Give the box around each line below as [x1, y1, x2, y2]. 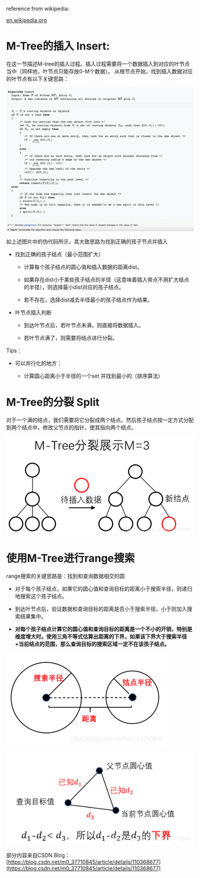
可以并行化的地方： [14, 360, 62, 367]
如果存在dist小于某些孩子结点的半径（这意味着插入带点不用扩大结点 [23, 276, 189, 283]
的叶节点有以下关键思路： [6, 75, 69, 82]
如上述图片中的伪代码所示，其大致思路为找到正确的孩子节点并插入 [6, 238, 168, 245]
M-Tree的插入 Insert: [6, 39, 110, 53]
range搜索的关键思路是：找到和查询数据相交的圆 [6, 572, 125, 579]
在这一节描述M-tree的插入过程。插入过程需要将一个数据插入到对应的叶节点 [6, 60, 190, 67]
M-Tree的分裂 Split [6, 395, 100, 409]
